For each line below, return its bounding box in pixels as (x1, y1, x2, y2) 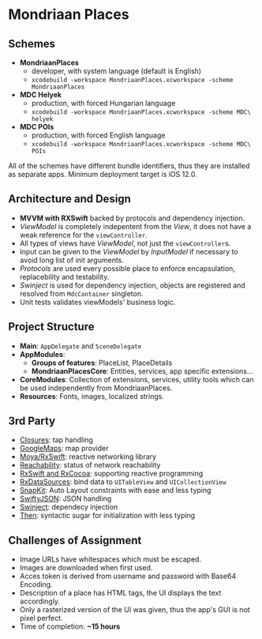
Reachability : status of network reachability (19, 460, 161, 470)
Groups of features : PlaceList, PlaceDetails (31, 358, 173, 367)
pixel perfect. (19, 614, 63, 623)
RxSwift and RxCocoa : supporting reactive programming (19, 468, 204, 479)
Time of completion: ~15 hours (19, 622, 121, 631)
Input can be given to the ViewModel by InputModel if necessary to (19, 246, 238, 256)
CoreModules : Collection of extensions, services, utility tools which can (19, 374, 254, 384)
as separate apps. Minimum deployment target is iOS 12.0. (8, 170, 197, 179)
